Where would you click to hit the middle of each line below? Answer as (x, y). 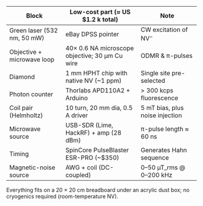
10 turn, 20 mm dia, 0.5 (99, 108)
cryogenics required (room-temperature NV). (63, 196)
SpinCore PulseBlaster (97, 150)
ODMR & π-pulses (167, 56)
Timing (19, 154)
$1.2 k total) (100, 19)
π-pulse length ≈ (165, 129)
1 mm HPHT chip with (97, 73)
